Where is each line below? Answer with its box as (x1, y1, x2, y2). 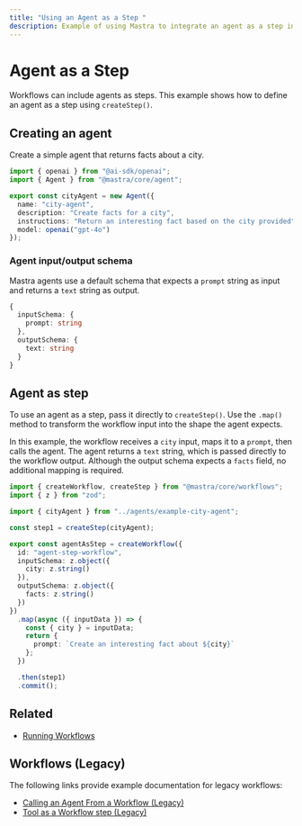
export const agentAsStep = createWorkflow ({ (9, 539, 182, 549)
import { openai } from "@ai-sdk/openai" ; (9, 167, 171, 176)
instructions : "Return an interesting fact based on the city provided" (17, 217, 296, 226)
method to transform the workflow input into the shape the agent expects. (9, 419, 283, 430)
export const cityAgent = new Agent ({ (9, 192, 155, 201)
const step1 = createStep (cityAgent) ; (9, 523, 155, 532)
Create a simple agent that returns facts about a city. (9, 149, 205, 160)
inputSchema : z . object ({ (17, 556, 111, 565)
